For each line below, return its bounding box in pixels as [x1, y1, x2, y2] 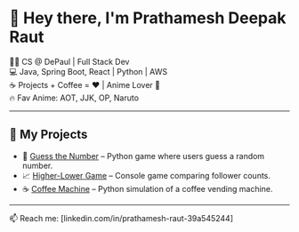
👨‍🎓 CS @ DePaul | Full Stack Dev [9, 56, 130, 67]
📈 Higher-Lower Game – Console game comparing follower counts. [21, 170, 271, 180]
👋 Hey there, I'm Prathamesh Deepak [9, 8, 287, 28]
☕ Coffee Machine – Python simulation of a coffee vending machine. [21, 183, 273, 194]
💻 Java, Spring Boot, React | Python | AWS [9, 66, 168, 76]
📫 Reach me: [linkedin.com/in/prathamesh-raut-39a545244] [9, 212, 234, 223]
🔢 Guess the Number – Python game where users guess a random [21, 150, 265, 161]
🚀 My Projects [9, 127, 88, 142]
